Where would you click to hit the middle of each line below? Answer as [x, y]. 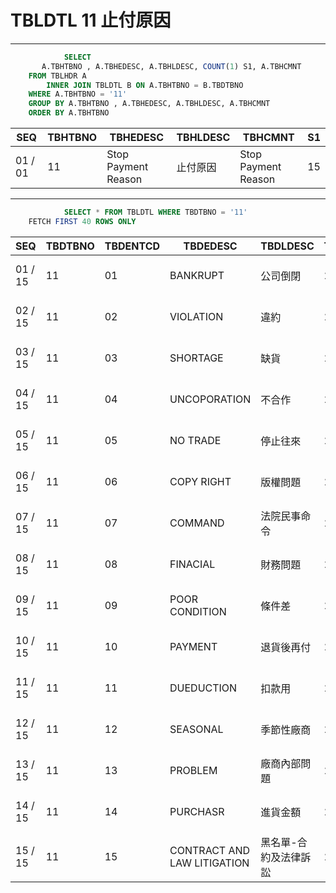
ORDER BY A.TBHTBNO [69, 113]
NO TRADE [195, 440]
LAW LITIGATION [209, 863]
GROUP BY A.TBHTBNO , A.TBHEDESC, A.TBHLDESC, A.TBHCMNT [149, 104]
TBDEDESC [210, 246]
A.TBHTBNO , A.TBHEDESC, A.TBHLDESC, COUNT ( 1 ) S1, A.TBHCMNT [171, 66]
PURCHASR [197, 811]
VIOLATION [196, 316]
